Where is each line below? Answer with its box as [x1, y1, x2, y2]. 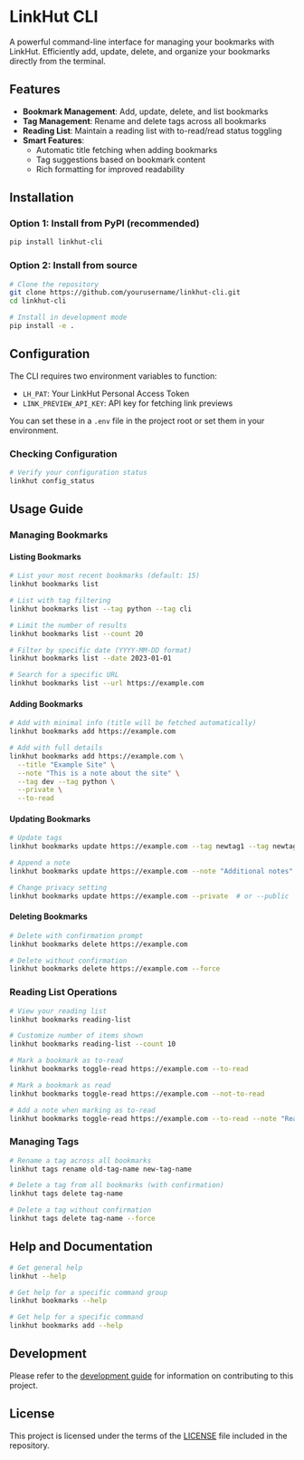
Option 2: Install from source [9, 259, 138, 272]
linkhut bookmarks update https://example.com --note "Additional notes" [9, 867, 294, 876]
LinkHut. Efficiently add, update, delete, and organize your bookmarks [9, 45, 271, 56]
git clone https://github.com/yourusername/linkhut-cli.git [9, 288, 242, 297]
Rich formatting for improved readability [35, 163, 185, 174]
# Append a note [9, 858, 71, 867]
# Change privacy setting [9, 883, 107, 892]
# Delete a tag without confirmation [9, 1205, 152, 1215]
